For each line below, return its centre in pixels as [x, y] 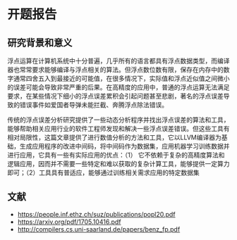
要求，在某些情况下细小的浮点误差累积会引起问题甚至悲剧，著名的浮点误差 [115, 96]
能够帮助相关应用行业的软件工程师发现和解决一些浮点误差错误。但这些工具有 [119, 128]
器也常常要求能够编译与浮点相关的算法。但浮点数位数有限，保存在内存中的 [115, 70]
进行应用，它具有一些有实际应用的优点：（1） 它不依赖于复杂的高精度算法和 [116, 155]
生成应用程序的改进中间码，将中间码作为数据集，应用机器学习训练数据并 [124, 146]
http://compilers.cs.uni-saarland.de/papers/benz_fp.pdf [99, 229]
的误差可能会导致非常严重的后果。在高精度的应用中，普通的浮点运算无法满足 [119, 87]
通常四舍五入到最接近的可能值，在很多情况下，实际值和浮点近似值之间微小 [121, 78]
